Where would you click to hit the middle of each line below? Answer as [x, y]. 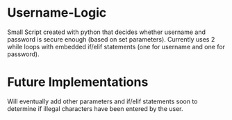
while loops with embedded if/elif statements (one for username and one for [116, 46]
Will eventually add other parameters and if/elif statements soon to [102, 101]
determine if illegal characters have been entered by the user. [95, 108]
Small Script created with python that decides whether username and [107, 32]
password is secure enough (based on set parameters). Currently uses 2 [111, 39]
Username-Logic [57, 13]
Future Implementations [78, 82]
